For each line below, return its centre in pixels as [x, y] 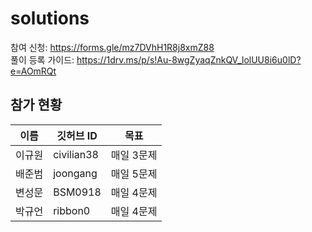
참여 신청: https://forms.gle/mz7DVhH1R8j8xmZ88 [112, 47]
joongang [75, 173]
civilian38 [76, 154]
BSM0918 [77, 192]
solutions [50, 18]
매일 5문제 [134, 174]
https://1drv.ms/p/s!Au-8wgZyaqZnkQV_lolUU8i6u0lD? [189, 59]
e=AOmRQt [33, 71]
